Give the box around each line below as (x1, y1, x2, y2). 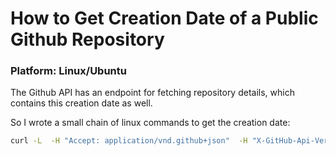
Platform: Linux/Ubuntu (10, 64, 127, 78)
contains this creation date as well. (10, 97, 153, 109)
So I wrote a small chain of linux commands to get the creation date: (10, 117, 291, 129)
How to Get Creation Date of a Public (10, 7, 319, 30)
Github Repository (10, 28, 165, 51)
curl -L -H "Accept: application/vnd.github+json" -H (10, 136, 248, 146)
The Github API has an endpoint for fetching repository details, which (10, 87, 295, 99)
